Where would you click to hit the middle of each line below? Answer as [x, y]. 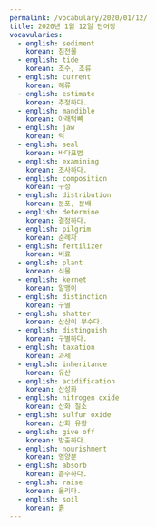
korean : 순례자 [51, 237]
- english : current [54, 77]
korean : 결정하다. [57, 220]
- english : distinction [62, 296]
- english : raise [50, 482]
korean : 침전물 [51, 52]
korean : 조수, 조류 [58, 69]
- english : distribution [64, 195]
